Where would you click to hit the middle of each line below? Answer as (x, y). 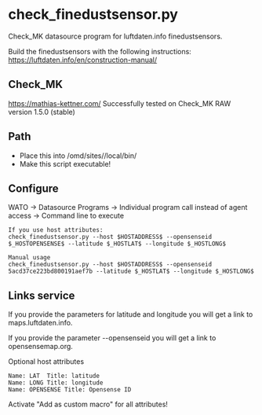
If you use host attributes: (56, 230)
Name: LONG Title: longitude (56, 383)
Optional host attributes (46, 362)
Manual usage (29, 258)
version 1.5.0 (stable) (42, 112)
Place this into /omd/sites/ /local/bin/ (78, 156)
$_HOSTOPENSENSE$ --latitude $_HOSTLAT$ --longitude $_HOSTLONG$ (117, 244)
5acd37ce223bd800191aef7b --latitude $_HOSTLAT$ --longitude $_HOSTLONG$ (131, 272)
